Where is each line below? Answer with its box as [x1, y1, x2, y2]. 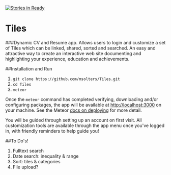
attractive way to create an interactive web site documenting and [5, 50, 141, 56]
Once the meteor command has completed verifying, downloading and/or [5, 96, 159, 102]
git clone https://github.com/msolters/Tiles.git [12, 77, 121, 82]
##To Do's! [5, 138, 28, 144]
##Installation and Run [5, 65, 52, 71]
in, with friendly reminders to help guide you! [5, 128, 99, 134]
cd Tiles [12, 82, 32, 87]
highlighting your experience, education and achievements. [5, 56, 130, 62]
